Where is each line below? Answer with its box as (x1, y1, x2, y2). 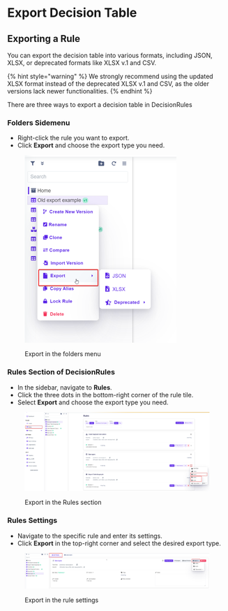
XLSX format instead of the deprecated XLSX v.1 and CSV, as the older (7, 80, 209, 88)
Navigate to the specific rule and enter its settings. (17, 531, 162, 540)
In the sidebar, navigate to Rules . (17, 383, 113, 392)
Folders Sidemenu (7, 117, 70, 127)
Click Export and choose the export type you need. (17, 141, 165, 149)
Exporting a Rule (7, 33, 80, 45)
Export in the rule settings (24, 596, 99, 605)
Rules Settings (7, 515, 58, 525)
